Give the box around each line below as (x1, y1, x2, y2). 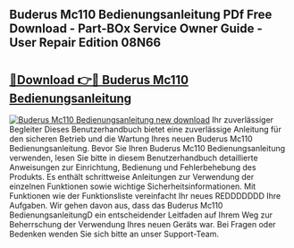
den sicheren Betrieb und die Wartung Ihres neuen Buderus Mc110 (9, 133, 253, 144)
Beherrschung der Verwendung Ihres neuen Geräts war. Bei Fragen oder (9, 219, 276, 229)
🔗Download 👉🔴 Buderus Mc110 (9, 72, 189, 88)
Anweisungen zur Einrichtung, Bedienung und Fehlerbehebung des (9, 162, 256, 173)
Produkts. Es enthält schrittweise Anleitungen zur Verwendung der (9, 172, 255, 182)
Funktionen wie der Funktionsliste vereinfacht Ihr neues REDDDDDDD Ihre (9, 191, 281, 201)
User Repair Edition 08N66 (9, 35, 162, 50)
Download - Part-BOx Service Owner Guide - (9, 21, 264, 37)
